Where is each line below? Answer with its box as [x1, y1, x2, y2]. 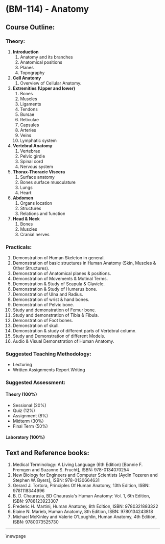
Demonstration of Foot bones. [12, 318, 73, 324]
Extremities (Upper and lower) [12, 85, 75, 91]
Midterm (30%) [12, 418, 44, 424]
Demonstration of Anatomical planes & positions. [12, 271, 112, 276]
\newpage [5, 533, 26, 539]
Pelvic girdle [20, 153, 46, 159]
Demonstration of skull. [12, 323, 60, 328]
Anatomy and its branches [20, 54, 73, 60]
